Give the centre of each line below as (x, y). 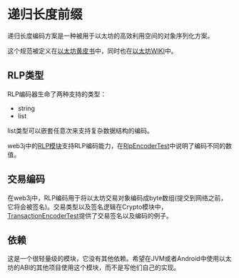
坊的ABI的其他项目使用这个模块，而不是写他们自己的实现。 (94, 267)
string (26, 108)
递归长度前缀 (45, 15)
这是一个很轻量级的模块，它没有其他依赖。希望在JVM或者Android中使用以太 (119, 259)
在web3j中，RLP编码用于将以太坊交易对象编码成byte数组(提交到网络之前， (117, 197)
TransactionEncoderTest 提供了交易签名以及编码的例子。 (90, 215)
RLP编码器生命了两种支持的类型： (57, 94)
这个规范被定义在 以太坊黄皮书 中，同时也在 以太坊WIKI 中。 (92, 51)
